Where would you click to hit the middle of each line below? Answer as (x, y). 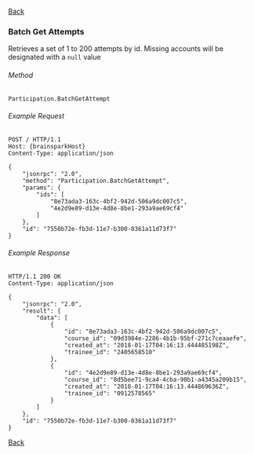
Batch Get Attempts (46, 31)
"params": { (42, 188)
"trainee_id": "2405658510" (110, 352)
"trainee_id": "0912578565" (110, 393)
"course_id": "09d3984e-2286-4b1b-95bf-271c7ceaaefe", (155, 338)
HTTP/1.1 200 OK (34, 276)
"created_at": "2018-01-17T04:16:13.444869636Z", (147, 386)
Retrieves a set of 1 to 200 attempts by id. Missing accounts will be (116, 49)
